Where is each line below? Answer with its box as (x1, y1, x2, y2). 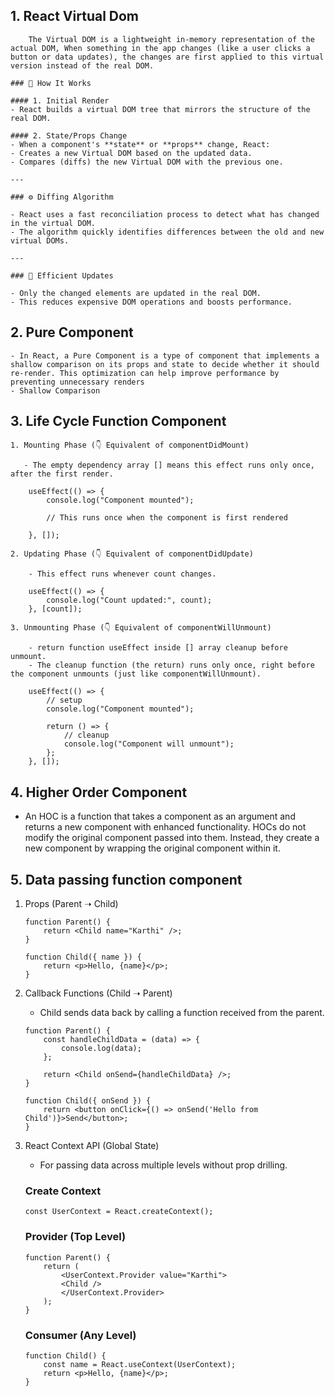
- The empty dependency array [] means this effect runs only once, (23, 460, 315, 471)
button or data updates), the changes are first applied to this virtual (10, 52, 325, 62)
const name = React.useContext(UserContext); (43, 1359, 237, 1369)
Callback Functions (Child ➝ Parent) (24, 987, 173, 999)
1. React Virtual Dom (10, 8, 140, 25)
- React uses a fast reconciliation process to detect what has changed (10, 209, 320, 219)
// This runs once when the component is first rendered (46, 513, 288, 523)
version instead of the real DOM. (10, 60, 155, 71)
